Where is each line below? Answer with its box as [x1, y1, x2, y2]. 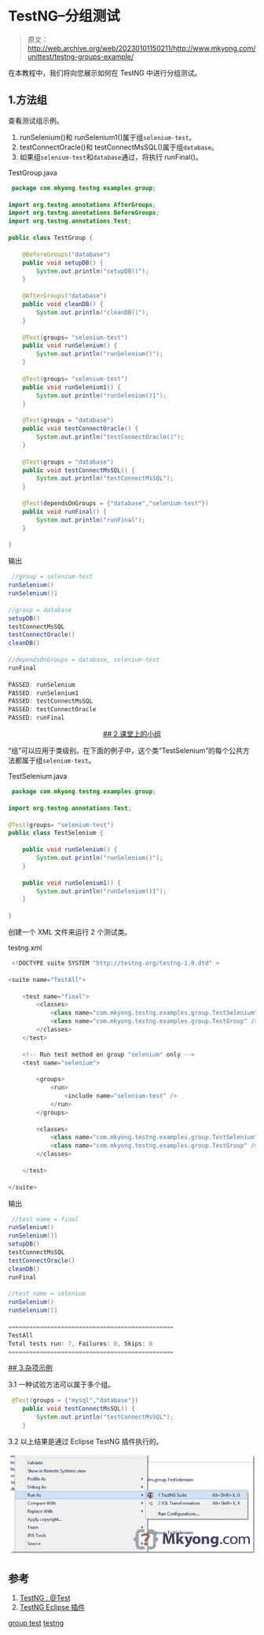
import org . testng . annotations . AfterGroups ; [8, 201, 156, 209]
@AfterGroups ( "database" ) [22, 292, 108, 300]
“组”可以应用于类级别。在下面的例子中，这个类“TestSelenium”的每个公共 [8, 746, 244, 755]
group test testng [8, 1618, 64, 1628]
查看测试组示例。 [8, 116, 64, 125]
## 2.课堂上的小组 [102, 729, 162, 738]
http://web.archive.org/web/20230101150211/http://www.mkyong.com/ [27, 43, 256, 53]
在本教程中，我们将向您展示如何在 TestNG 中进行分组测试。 [8, 68, 202, 77]
